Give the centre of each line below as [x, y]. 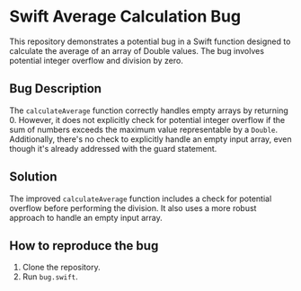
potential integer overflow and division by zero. [97, 60]
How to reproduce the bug [84, 246]
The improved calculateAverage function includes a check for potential [141, 198]
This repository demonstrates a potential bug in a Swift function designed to [150, 41]
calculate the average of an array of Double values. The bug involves [137, 50]
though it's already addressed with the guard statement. [113, 148]
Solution [33, 177]
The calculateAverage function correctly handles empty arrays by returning [149, 110]
